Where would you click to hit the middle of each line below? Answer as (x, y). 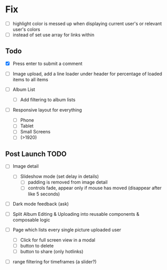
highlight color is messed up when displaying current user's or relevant (87, 24)
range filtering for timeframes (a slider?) (54, 261)
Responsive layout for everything (47, 110)
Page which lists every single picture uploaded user (67, 230)
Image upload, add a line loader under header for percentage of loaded (87, 74)
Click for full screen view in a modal (58, 240)
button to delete (37, 245)
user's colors (26, 29)
